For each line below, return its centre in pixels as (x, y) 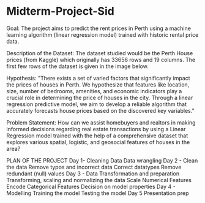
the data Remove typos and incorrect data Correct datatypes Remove (94, 167)
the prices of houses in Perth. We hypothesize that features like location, (98, 85)
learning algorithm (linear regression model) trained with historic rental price (102, 34)
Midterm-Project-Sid (60, 11)
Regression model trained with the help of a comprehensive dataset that (97, 136)
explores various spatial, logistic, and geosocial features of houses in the (98, 142)
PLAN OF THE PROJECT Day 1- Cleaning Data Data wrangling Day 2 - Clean (102, 160)
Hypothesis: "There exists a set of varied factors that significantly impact (99, 78)
